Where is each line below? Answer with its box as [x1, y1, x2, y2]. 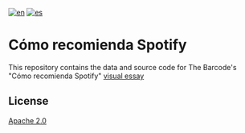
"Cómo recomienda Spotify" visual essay [8, 71, 145, 81]
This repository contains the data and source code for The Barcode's [8, 62, 237, 72]
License [8, 94, 49, 108]
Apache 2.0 [8, 115, 47, 125]
